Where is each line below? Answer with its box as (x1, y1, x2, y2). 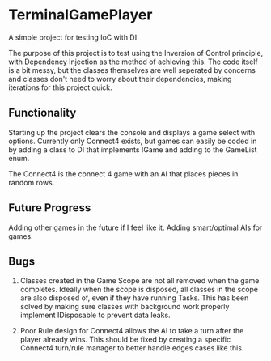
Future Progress (8, 201, 91, 215)
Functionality (8, 106, 77, 120)
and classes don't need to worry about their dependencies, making (8, 74, 232, 83)
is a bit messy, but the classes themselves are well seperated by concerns (8, 65, 256, 74)
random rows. (8, 177, 55, 187)
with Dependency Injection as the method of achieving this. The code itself (8, 57, 258, 66)
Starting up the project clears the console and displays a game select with (8, 127, 256, 137)
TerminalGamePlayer (8, 6, 153, 24)
